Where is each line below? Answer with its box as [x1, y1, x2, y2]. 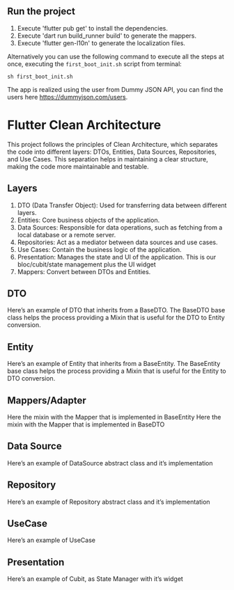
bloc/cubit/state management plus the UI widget [17, 260, 157, 269]
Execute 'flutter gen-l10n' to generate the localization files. [17, 38, 186, 47]
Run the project [7, 6, 75, 17]
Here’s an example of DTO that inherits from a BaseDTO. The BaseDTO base [7, 306, 226, 314]
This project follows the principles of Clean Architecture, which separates [7, 140, 218, 148]
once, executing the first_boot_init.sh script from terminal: [7, 59, 182, 68]
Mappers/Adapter [7, 394, 87, 406]
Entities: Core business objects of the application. [17, 216, 160, 224]
